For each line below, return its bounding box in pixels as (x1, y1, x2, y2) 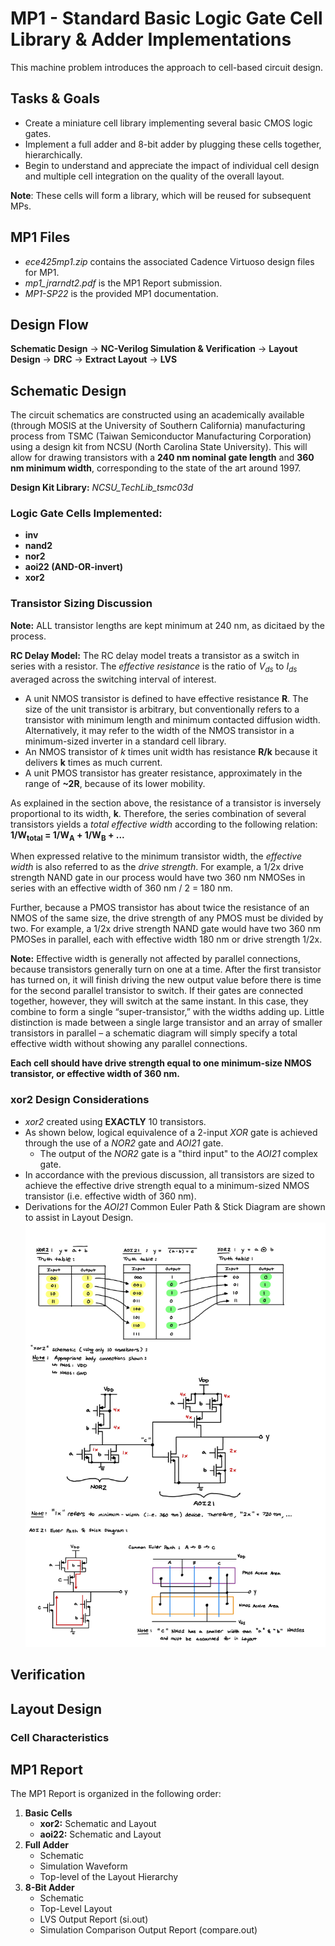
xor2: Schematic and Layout (39, 1818, 157, 1830)
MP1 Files (10, 229, 71, 246)
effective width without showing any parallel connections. (10, 1038, 248, 1050)
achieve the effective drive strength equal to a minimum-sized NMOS (24, 1179, 310, 1191)
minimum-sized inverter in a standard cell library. (24, 735, 227, 747)
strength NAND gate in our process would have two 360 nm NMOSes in (10, 872, 306, 884)
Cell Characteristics (10, 1730, 110, 1744)
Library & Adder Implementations (10, 28, 292, 51)
